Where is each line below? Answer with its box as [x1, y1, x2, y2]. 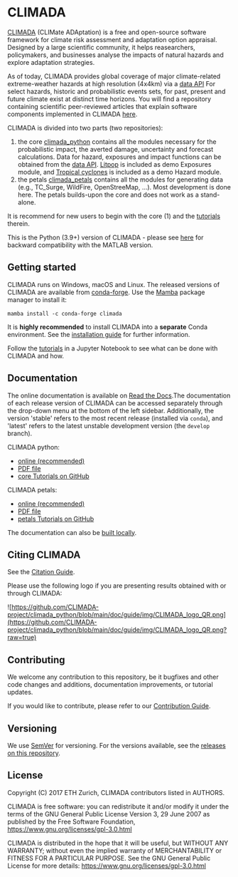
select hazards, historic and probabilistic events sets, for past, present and [7, 87, 226, 95]
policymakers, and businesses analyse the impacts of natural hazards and [7, 51, 224, 59]
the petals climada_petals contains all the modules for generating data [17, 175, 224, 184]
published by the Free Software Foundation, [7, 817, 136, 826]
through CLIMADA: [7, 589, 63, 598]
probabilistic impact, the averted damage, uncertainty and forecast [17, 145, 214, 153]
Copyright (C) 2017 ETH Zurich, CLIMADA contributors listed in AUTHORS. [7, 788, 225, 796]
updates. [7, 688, 33, 697]
